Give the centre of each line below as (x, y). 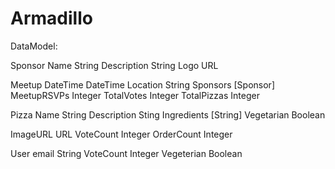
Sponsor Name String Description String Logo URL (114, 65)
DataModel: (34, 46)
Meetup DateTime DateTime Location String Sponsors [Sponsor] (143, 84)
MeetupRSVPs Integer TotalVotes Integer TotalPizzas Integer (135, 95)
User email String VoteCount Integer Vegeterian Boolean (126, 153)
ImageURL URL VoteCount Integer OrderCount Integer (121, 134)
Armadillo (51, 18)
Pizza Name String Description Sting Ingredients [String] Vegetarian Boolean (168, 114)
